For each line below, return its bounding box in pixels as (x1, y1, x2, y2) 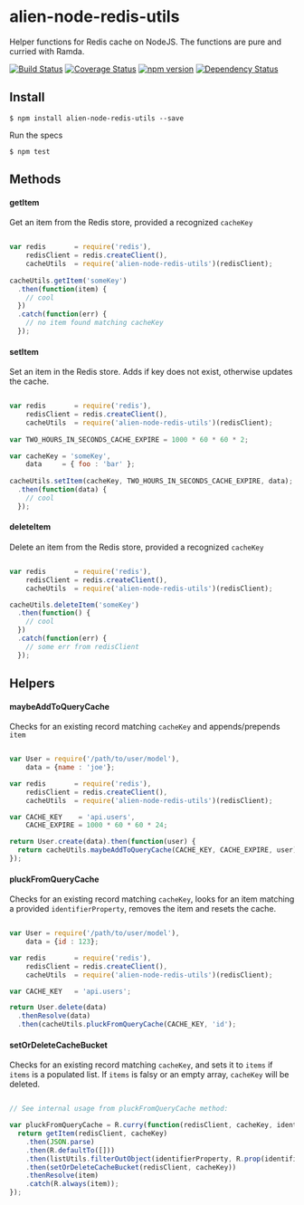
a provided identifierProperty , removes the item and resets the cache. (9, 904, 277, 914)
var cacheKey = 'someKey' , (9, 451, 111, 461)
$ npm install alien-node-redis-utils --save (9, 113, 184, 123)
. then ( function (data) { (17, 485, 107, 494)
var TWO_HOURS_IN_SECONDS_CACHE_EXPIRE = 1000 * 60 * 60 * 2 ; (9, 435, 249, 445)
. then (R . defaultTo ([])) (25, 1145, 116, 1155)
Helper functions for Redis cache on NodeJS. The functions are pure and (9, 36, 282, 47)
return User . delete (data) (9, 1003, 107, 1012)
